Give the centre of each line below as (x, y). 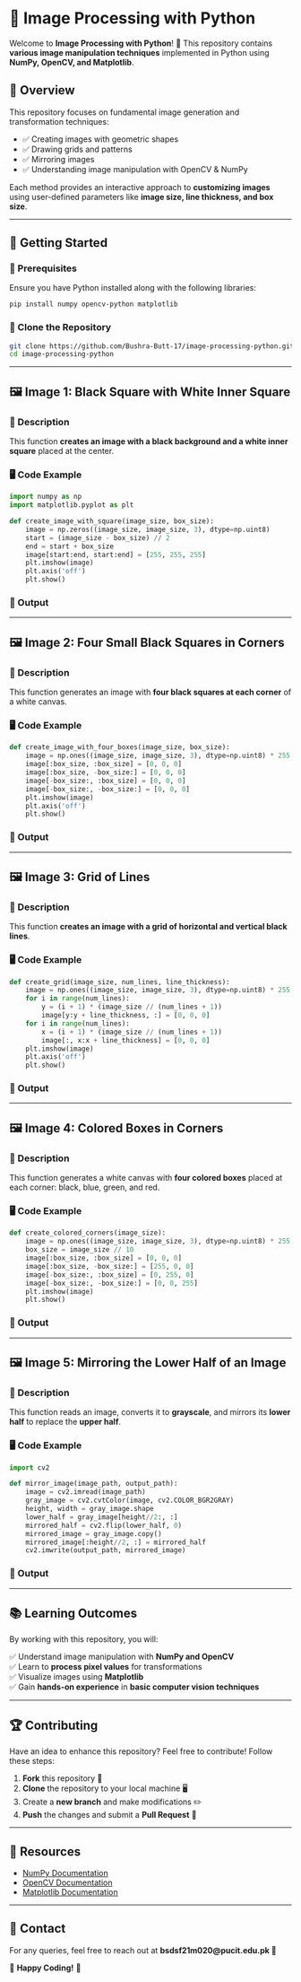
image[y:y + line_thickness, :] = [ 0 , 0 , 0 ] (126, 1016)
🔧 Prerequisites (43, 268)
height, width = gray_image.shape (90, 1509)
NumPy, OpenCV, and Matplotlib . (72, 62)
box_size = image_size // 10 (80, 1250)
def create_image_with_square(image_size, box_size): (112, 521)
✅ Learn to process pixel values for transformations (106, 1667)
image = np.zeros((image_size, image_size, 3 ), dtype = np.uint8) (148, 529)
